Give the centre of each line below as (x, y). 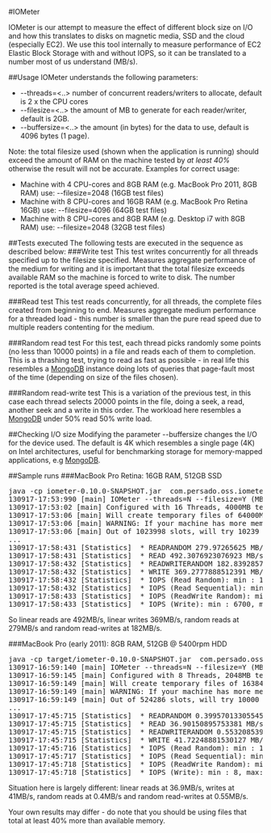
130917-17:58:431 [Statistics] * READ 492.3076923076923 (125, 555)
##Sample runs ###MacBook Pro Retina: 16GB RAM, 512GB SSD (115, 475)
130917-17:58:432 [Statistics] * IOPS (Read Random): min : (132, 580)
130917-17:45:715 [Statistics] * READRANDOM (100, 715)
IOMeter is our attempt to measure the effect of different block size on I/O (131, 27)
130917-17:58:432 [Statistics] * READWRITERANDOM (110, 564)
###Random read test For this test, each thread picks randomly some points (135, 343)
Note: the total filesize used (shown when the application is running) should (134, 151)
